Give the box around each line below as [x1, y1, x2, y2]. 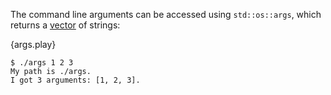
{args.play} [10, 39, 57, 50]
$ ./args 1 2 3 [10, 58, 74, 68]
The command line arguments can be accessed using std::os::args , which [10, 9, 322, 20]
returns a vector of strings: [10, 19, 121, 31]
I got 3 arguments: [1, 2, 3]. [10, 75, 141, 85]
